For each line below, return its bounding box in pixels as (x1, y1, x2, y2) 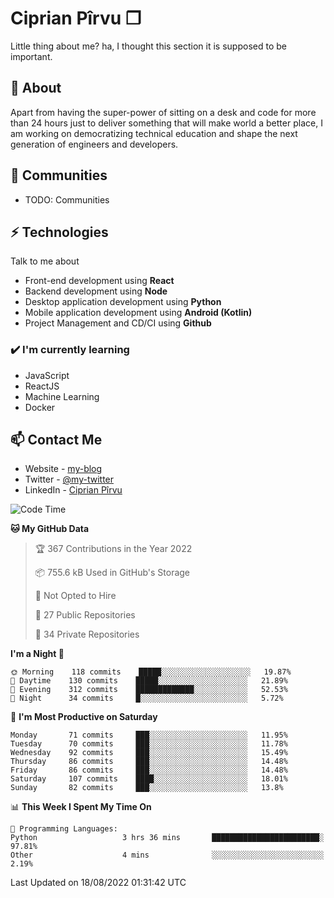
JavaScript (24, 369, 70, 381)
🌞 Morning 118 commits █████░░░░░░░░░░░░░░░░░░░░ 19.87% (10, 667, 292, 677)
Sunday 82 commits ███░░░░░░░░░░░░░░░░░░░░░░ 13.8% (10, 783, 284, 793)
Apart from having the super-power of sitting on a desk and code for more (10, 106, 317, 118)
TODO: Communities (24, 193, 110, 206)
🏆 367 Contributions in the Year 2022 (34, 543, 193, 555)
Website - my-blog (24, 463, 103, 475)
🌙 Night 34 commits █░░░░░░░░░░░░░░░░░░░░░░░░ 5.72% (10, 693, 284, 704)
